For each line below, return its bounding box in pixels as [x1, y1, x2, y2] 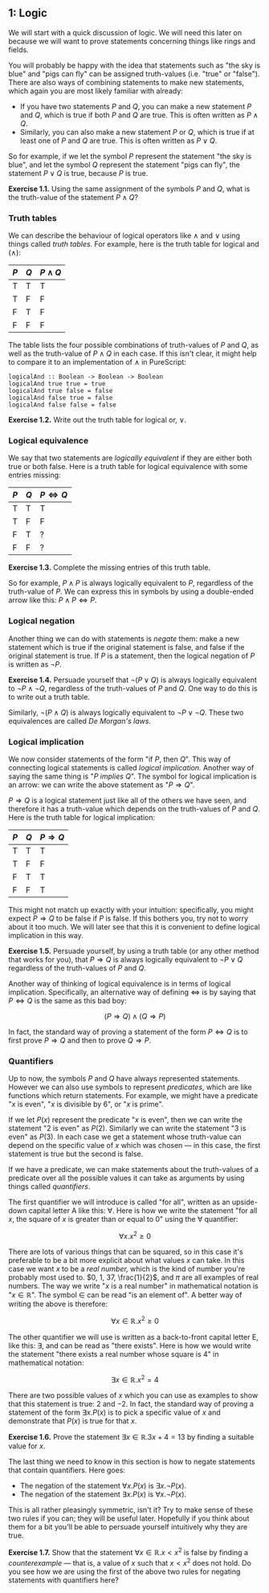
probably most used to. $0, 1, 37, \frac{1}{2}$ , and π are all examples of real [8, 1272, 259, 1282]
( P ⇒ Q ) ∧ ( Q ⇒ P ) [104, 1011, 166, 1021]
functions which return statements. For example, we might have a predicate [8, 1091, 259, 1101]
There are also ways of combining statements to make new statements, [8, 77, 245, 87]
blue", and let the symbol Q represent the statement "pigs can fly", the [8, 160, 241, 170]
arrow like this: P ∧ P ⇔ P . [8, 595, 98, 605]
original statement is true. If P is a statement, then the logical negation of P [8, 651, 255, 660]
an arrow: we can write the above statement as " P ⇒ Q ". [8, 780, 195, 790]
